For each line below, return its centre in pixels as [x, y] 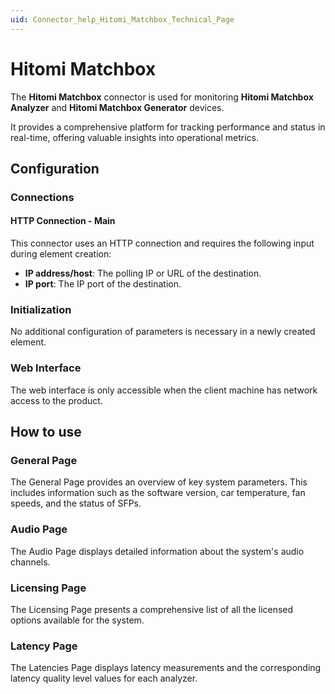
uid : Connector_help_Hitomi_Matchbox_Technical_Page [122, 19]
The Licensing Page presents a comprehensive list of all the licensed [152, 609]
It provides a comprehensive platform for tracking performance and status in [168, 127]
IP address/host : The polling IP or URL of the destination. [143, 273]
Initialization [41, 309]
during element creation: [61, 254]
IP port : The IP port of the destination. [103, 284]
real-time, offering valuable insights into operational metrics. [135, 137]
